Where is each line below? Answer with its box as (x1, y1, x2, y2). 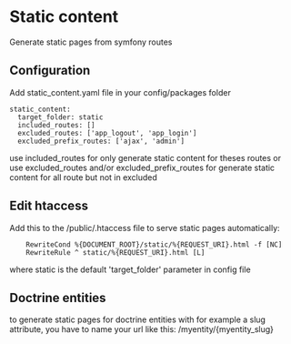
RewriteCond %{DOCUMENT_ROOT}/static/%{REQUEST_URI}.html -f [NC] (25, 239, 283, 249)
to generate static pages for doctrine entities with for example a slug (9, 314, 266, 325)
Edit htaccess (9, 198, 89, 214)
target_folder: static (17, 112, 104, 122)
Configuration (9, 63, 91, 78)
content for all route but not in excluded (9, 171, 157, 183)
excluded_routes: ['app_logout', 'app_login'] (17, 128, 197, 137)
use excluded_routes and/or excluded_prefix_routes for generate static (9, 162, 276, 173)
